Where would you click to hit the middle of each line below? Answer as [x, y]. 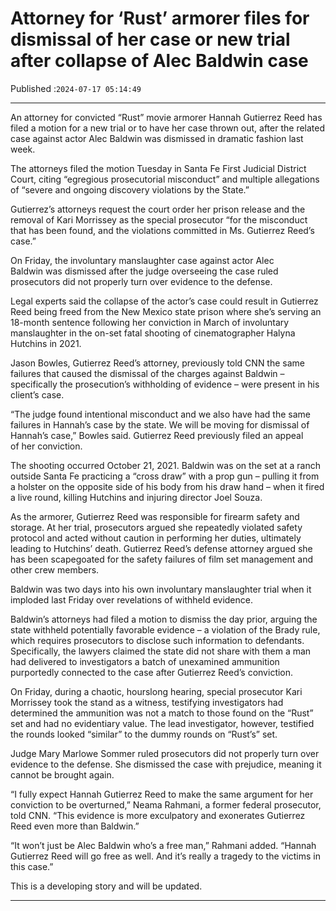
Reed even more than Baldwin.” [75, 826]
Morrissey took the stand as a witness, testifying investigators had [147, 702]
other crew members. [55, 569]
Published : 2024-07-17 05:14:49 [76, 88]
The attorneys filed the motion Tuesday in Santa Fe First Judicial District [158, 168]
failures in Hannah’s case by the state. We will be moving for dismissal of [160, 424]
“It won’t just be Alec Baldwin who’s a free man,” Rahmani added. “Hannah [163, 845]
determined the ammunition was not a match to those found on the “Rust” [162, 713]
